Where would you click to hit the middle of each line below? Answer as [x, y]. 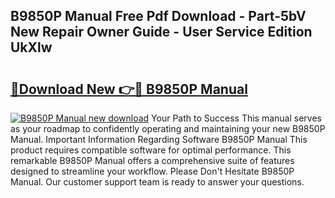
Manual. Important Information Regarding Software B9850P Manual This [159, 139]
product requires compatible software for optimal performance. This [151, 150]
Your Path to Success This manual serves [236, 118]
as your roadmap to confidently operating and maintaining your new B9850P [168, 128]
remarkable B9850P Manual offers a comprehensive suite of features [152, 160]
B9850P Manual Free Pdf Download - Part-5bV [158, 16]
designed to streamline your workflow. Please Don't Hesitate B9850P [152, 171]
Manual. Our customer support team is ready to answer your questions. [157, 182]
